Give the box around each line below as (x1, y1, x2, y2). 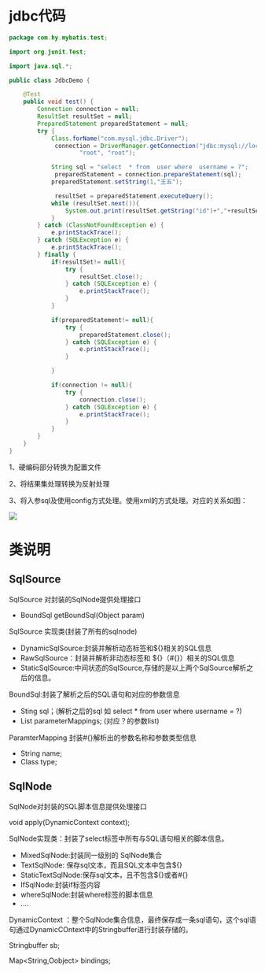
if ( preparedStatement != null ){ (50, 316, 154, 324)
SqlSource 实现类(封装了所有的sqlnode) (9, 627, 138, 636)
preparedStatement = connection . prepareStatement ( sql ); (54, 171, 242, 179)
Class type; (20, 757, 57, 766)
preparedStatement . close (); (79, 331, 171, 339)
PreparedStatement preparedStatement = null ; (37, 120, 190, 128)
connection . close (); (79, 395, 147, 404)
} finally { (37, 250, 77, 258)
